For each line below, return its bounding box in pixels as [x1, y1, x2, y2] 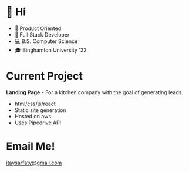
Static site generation [14, 106, 66, 114]
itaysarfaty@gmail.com [6, 159, 62, 166]
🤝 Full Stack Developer [14, 31, 70, 38]
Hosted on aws [14, 113, 52, 120]
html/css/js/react [14, 100, 56, 107]
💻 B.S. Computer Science [14, 38, 78, 45]
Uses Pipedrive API [14, 119, 62, 126]
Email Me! [6, 140, 55, 153]
